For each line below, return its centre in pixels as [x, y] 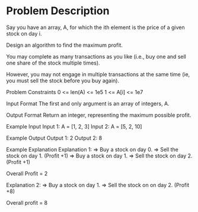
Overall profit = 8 [27, 203]
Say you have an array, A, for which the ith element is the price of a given [95, 27]
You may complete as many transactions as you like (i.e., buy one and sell [96, 56]
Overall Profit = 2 [27, 174]
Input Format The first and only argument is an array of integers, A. [88, 103]
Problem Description [58, 11]
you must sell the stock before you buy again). [63, 81]
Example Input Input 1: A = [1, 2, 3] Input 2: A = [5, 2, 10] [74, 126]
